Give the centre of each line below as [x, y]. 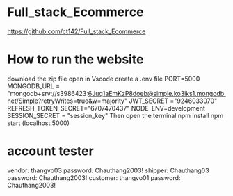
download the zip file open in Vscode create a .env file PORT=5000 [104, 79]
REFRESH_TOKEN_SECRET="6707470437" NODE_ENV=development [106, 108]
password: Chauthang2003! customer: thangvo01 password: [94, 177]
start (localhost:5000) [38, 123]
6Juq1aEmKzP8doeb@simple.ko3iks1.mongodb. [157, 93]
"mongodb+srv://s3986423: [48, 93]
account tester [50, 151]
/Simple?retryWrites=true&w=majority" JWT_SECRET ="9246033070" [117, 101]
